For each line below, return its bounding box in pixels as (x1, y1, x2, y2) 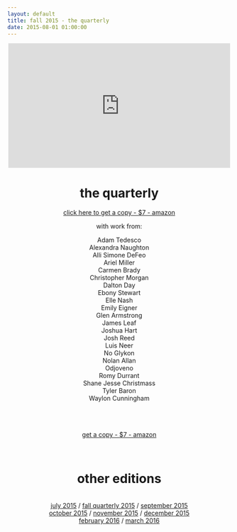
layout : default (7, 10, 55, 18)
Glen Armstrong (96, 311, 143, 320)
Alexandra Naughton (89, 243, 150, 252)
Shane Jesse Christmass (82, 379, 156, 387)
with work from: (96, 222, 143, 231)
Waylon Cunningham (88, 394, 150, 403)
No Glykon (104, 349, 135, 358)
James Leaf (101, 318, 137, 327)
